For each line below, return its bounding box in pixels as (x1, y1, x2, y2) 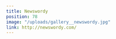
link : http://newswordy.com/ (6, 24, 77, 30)
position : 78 (6, 14, 38, 19)
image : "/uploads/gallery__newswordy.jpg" (6, 19, 111, 25)
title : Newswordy (6, 8, 48, 14)
